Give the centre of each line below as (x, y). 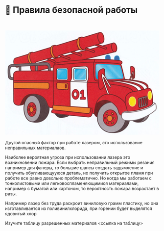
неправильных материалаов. (35, 148)
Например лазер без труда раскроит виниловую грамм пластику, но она (82, 203)
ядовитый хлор (21, 213)
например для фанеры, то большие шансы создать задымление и (74, 167)
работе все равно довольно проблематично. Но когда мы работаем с (78, 178)
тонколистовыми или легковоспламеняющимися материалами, (72, 183)
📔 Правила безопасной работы (71, 10)
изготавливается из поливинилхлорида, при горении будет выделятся (79, 208)
